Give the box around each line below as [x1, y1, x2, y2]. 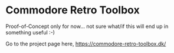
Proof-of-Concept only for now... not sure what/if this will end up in [5, 23, 169, 30]
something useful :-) [5, 29, 55, 36]
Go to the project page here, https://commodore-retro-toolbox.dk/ [5, 40, 166, 47]
